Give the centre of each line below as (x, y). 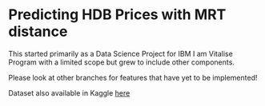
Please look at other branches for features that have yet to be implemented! (133, 77)
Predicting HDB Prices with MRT (117, 15)
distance (38, 31)
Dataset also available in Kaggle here (69, 92)
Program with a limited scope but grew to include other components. (121, 62)
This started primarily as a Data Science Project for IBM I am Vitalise (121, 53)
